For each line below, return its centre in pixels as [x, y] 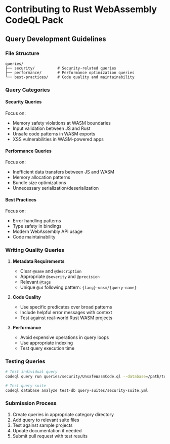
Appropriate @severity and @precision [60, 276]
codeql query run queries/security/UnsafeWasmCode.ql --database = [77, 377]
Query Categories [28, 90]
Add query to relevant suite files [46, 420]
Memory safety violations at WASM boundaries [62, 123]
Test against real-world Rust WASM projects [66, 318]
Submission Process [31, 403]
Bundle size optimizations [39, 183]
